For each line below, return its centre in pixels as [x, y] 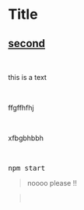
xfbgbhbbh [26, 138]
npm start [26, 168]
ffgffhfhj [21, 108]
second [26, 43]
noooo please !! [52, 183]
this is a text [27, 77]
